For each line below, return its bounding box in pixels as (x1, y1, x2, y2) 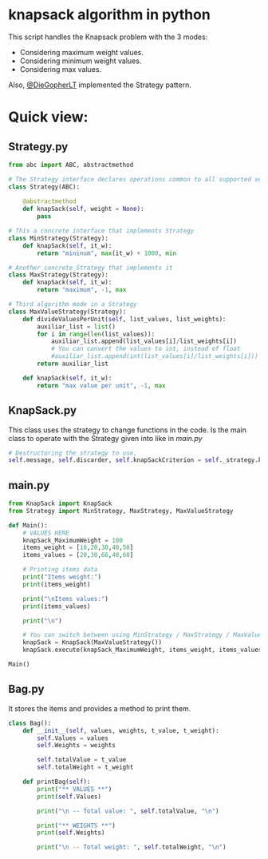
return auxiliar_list (37, 360, 109, 368)
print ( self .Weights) (37, 829, 105, 837)
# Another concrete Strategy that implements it (8, 264, 173, 272)
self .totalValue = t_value (37, 756, 127, 764)
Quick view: (8, 108, 89, 126)
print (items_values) (22, 602, 91, 610)
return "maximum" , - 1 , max (37, 286, 127, 294)
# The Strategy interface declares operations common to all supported (8, 175, 251, 183)
